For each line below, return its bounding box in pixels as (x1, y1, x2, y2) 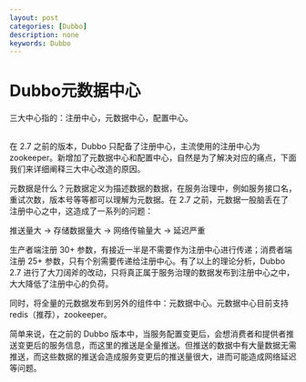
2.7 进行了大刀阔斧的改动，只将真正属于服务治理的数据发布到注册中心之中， (9, 266, 295, 277)
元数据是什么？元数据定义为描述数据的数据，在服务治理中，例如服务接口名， (9, 183, 297, 194)
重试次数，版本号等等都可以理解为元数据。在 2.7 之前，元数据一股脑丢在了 (9, 194, 290, 205)
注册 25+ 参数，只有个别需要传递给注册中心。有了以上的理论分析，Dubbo (9, 256, 285, 266)
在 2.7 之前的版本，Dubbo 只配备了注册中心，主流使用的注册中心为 (9, 140, 261, 151)
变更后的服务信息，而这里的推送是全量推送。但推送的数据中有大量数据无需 (16, 339, 297, 350)
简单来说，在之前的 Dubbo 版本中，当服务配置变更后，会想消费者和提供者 (9, 328, 287, 339)
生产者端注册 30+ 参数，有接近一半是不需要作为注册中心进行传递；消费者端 (9, 244, 293, 255)
